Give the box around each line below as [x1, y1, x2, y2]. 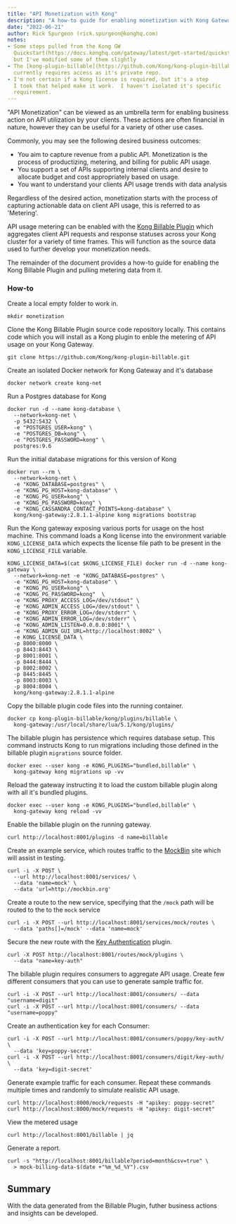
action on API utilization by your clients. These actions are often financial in [7, 115, 225, 124]
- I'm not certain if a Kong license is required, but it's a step [7, 75, 209, 83]
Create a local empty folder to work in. [7, 300, 119, 308]
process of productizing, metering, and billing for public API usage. [17, 158, 212, 166]
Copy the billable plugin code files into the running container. [7, 701, 184, 710]
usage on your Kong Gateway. [7, 340, 95, 349]
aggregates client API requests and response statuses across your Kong [7, 230, 216, 238]
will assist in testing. [7, 854, 65, 862]
